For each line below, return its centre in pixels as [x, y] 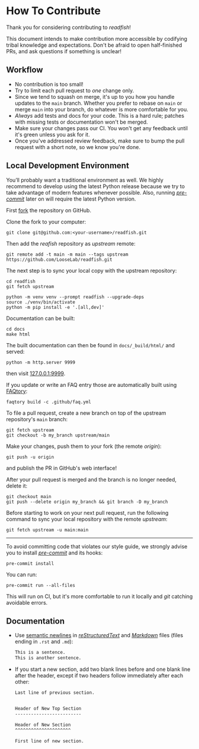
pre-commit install [30, 563]
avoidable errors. [27, 602]
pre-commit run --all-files [41, 585]
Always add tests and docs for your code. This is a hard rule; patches [99, 115]
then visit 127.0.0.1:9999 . [36, 373]
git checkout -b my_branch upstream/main [58, 435]
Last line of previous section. [54, 693]
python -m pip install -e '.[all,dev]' [55, 307]
